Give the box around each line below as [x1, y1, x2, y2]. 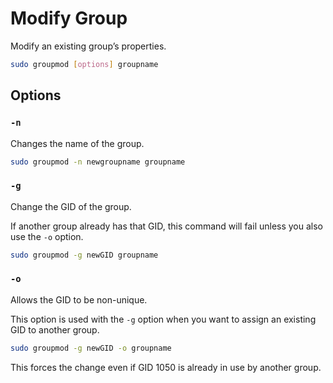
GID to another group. [10, 323, 100, 336]
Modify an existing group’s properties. [10, 40, 167, 52]
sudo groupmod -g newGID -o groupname [10, 343, 172, 353]
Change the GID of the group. [10, 200, 132, 212]
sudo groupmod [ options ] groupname [10, 59, 159, 69]
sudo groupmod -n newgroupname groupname [10, 157, 186, 167]
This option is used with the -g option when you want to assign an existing [10, 313, 317, 325]
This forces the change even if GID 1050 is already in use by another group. [10, 361, 322, 373]
